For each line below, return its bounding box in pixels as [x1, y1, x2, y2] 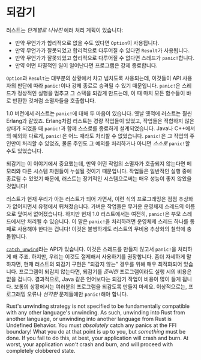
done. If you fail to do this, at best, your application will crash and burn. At [6, 334, 189, 341]
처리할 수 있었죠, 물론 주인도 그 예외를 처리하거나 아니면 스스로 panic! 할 [22, 139, 190, 147]
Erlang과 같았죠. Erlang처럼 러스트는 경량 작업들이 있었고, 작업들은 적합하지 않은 [6, 117, 195, 124]
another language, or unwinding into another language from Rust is [6, 315, 172, 322]
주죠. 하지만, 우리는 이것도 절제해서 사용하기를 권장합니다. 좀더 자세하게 [19, 253, 185, 260]
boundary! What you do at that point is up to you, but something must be [6, 328, 186, 335]
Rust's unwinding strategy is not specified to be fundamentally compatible [6, 302, 190, 310]
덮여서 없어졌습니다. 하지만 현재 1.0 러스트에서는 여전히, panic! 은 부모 [17, 210, 181, 217]
